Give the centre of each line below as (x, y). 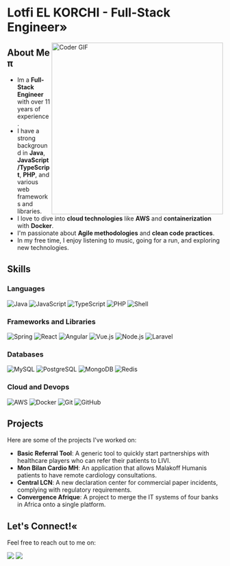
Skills (19, 269)
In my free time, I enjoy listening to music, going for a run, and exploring (118, 240)
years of (29, 109)
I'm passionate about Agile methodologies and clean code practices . (116, 233)
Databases (25, 354)
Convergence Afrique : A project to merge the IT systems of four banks (118, 497)
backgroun (32, 145)
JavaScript (33, 160)
